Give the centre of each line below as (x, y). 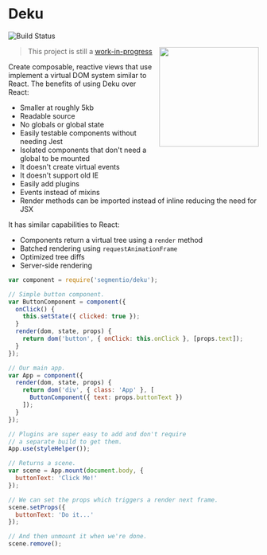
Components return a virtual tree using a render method (111, 240)
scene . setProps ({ (37, 507)
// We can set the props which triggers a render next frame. (113, 500)
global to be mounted (54, 158)
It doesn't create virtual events (70, 166)
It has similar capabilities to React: (64, 225)
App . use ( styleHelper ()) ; (49, 449)
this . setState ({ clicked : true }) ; (81, 317)
